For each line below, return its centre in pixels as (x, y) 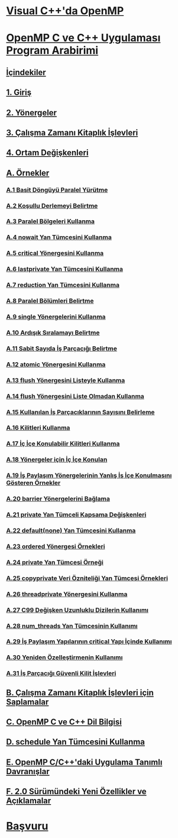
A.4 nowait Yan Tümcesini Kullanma (59, 237)
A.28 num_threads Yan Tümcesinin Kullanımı (72, 626)
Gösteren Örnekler (33, 483)
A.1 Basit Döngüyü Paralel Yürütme (57, 189)
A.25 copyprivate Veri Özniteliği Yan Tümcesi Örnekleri (87, 578)
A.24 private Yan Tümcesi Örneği (55, 562)
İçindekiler (26, 72)
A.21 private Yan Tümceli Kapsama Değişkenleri (76, 515)
